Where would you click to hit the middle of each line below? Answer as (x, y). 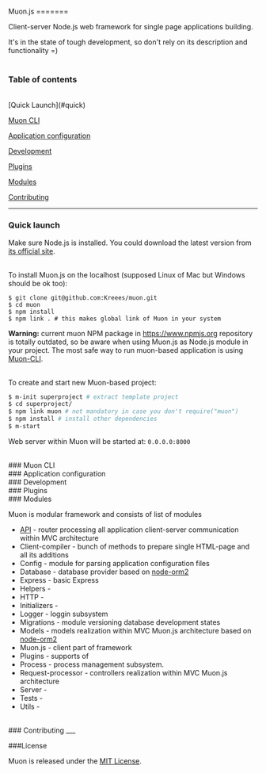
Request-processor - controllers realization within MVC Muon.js (123, 672)
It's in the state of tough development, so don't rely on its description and (128, 42)
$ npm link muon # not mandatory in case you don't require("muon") (123, 411)
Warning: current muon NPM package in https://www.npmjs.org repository (131, 333)
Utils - (30, 706)
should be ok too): (38, 283)
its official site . (32, 251)
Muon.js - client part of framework (76, 647)
